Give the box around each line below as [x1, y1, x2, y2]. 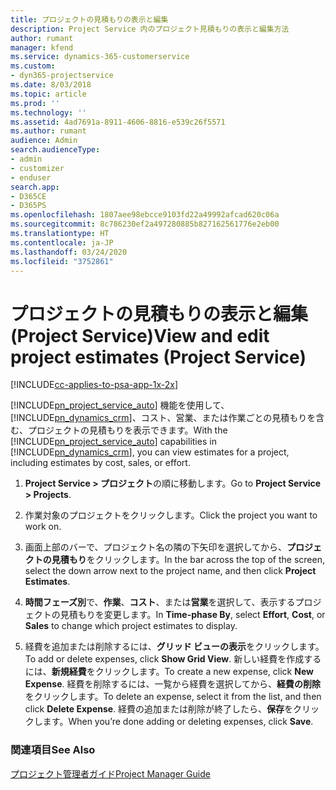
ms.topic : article [10, 89, 87, 99]
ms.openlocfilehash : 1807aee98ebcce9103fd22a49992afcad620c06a [10, 210, 280, 220]
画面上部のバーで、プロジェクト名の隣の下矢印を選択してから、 [24, 541, 287, 553]
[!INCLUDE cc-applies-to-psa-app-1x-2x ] [10, 379, 179, 391]
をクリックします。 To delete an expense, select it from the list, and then [24, 691, 322, 703]
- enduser [10, 172, 52, 183]
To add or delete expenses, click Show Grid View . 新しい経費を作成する [24, 653, 322, 665]
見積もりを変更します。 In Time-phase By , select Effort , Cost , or [59, 609, 326, 621]
